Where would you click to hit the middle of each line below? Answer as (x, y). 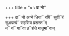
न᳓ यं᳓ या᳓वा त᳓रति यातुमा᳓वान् (30, 28)
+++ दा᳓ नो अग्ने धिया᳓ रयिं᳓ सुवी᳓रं (34, 17)
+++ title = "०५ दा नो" (26, 8)
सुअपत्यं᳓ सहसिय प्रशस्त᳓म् (26, 23)
